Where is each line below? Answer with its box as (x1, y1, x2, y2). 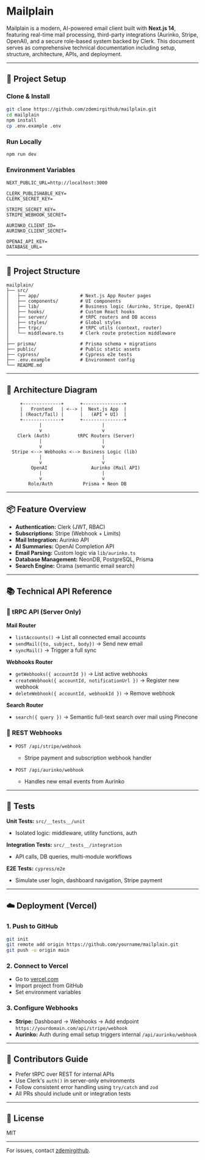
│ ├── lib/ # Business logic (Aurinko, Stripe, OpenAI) (6, 303, 195, 310)
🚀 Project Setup (6, 74, 67, 84)
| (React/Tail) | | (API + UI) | (20, 411, 127, 418)
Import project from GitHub (15, 982, 84, 990)
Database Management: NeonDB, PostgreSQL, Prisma (15, 556, 154, 563)
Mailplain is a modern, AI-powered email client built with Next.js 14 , (6, 24, 176, 32)
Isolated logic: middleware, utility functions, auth (15, 829, 137, 836)
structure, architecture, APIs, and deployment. (6, 50, 123, 57)
